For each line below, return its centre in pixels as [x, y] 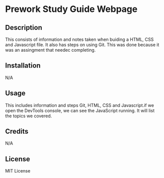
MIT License [18, 171]
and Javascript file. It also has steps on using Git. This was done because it [82, 45]
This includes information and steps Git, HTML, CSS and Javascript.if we [80, 105]
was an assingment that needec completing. [50, 50]
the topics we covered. [29, 116]
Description [24, 28]
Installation [23, 66]
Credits [17, 132]
